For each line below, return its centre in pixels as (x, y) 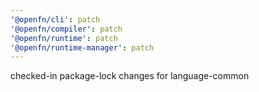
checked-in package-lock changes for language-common (130, 76)
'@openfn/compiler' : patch (66, 29)
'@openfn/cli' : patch (55, 19)
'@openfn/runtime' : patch (64, 38)
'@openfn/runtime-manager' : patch (82, 47)
